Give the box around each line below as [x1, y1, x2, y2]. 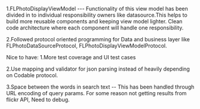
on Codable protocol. [6, 72, 59, 78]
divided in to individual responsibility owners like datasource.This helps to [6, 11, 188, 19]
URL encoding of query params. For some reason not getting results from [6, 90, 187, 96]
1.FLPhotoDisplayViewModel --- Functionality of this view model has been [6, 5, 188, 12]
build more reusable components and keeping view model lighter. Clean [6, 18, 183, 25]
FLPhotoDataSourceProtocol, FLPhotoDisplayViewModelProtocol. [6, 42, 167, 49]
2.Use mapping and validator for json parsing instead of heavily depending [6, 65, 190, 72]
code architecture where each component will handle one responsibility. [6, 24, 184, 31]
